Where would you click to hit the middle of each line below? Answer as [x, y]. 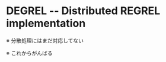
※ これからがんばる [29, 53]
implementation [46, 23]
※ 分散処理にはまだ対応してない [45, 40]
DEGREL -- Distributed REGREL [83, 11]
